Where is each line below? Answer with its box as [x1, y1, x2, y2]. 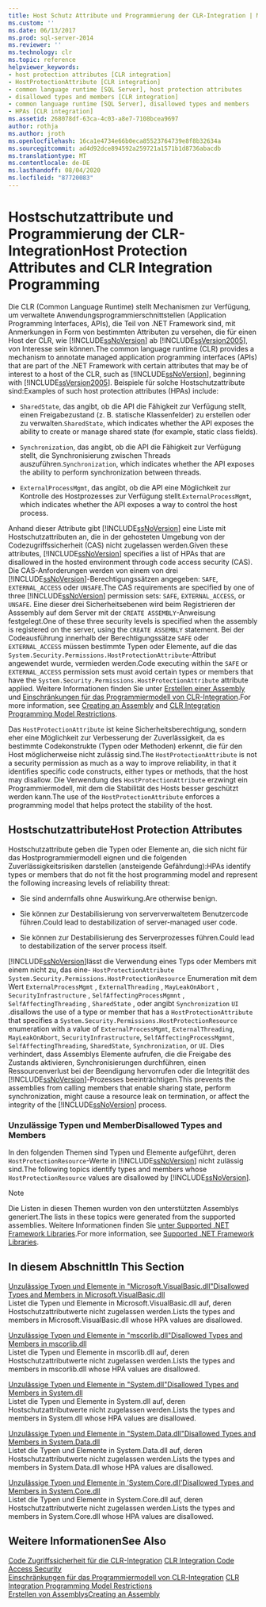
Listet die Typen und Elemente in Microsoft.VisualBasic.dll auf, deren [8, 1298, 232, 1308]
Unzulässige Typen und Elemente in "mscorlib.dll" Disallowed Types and [8, 1330, 243, 1340]
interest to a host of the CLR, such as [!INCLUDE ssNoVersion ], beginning [8, 369, 246, 379]
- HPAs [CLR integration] [8, 108, 93, 116]
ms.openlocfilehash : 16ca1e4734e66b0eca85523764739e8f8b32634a [8, 136, 222, 145]
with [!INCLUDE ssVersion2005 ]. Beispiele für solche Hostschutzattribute [8, 378, 245, 387]
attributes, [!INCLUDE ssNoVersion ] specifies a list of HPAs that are [8, 548, 226, 558]
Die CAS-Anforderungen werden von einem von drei [8, 565, 178, 575]
